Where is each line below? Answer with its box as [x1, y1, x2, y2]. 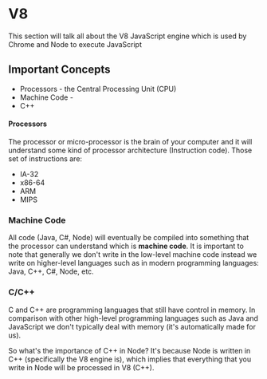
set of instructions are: [8, 153, 82, 164]
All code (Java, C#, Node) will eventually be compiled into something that [8, 233, 249, 243]
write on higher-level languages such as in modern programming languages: [8, 259, 259, 268]
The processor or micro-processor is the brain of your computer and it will [8, 136, 253, 146]
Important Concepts [8, 63, 111, 77]
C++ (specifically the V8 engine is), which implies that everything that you [8, 354, 252, 364]
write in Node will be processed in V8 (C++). [8, 362, 155, 372]
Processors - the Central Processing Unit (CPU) [19, 84, 177, 93]
